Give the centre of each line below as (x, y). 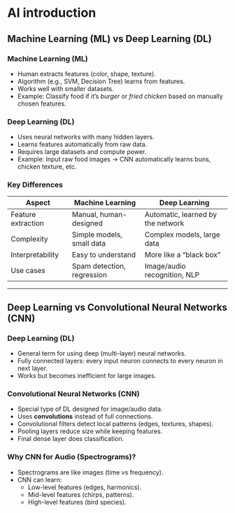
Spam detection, (99, 266)
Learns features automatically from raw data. (82, 144)
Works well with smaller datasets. (65, 88)
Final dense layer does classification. (71, 439)
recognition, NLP (172, 275)
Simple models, (97, 234)
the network (164, 223)
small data (89, 244)
